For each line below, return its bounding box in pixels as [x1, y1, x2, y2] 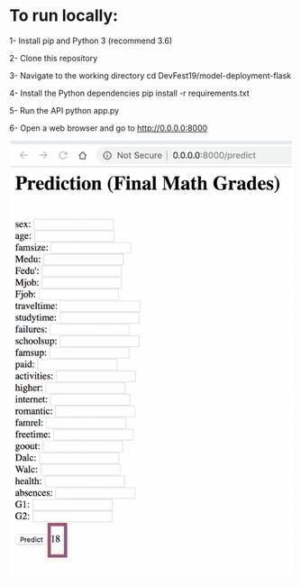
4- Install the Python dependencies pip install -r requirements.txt [9, 87, 250, 98]
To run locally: [9, 5, 119, 26]
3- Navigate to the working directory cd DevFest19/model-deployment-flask [9, 69, 292, 81]
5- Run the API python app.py [9, 105, 120, 115]
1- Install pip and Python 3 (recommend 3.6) [9, 35, 173, 46]
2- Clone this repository [9, 52, 98, 63]
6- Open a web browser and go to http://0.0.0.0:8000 [9, 123, 208, 133]
